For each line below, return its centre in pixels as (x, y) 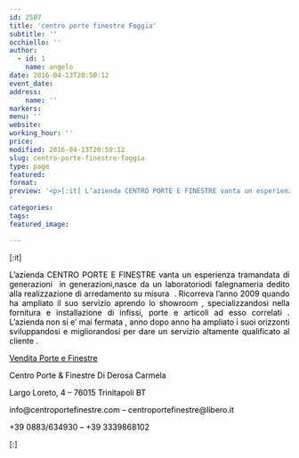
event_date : (31, 84)
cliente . (24, 341)
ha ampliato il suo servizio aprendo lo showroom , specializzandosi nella (149, 302)
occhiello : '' (36, 42)
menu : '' (25, 117)
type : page (29, 166)
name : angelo (49, 68)
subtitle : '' (33, 34)
